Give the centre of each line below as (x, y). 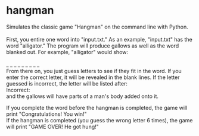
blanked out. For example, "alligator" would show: (67, 52)
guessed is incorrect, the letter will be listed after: (67, 83)
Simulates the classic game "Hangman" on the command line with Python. (97, 27)
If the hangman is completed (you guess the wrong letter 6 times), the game (99, 120)
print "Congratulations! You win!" (47, 114)
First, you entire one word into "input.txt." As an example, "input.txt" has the (99, 39)
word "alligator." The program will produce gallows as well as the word (93, 46)
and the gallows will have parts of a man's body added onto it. (83, 96)
